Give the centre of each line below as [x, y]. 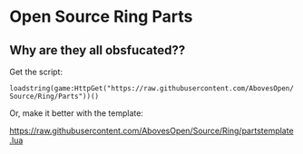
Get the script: [36, 72]
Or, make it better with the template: [76, 113]
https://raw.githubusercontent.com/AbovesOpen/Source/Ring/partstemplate [151, 130]
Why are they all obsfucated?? [98, 50]
